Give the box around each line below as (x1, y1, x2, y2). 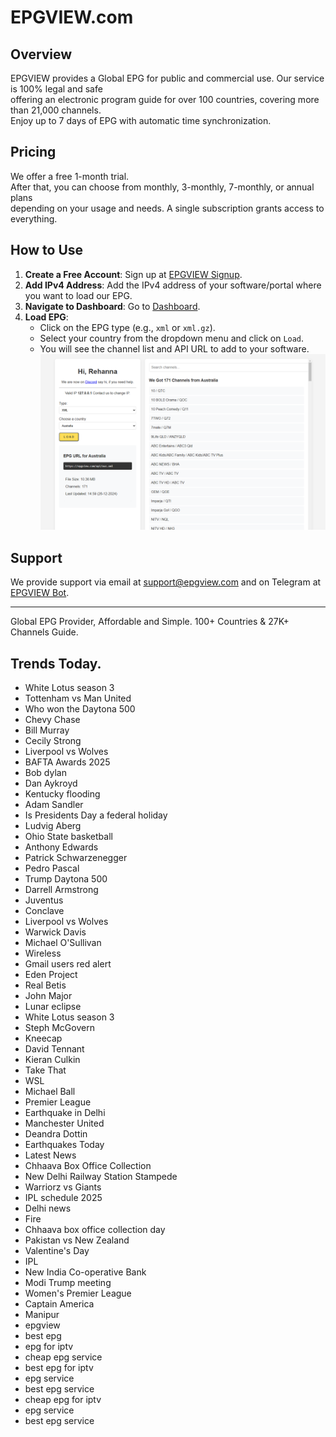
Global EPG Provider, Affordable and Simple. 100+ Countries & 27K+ (10, 616, 290, 628)
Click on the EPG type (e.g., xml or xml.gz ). (39, 321, 216, 333)
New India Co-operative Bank (24, 1266, 147, 1278)
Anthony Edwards (24, 841, 99, 853)
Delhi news (24, 1202, 72, 1214)
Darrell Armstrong (24, 883, 99, 895)
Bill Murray (24, 724, 70, 736)
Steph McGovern (24, 1021, 95, 1033)
